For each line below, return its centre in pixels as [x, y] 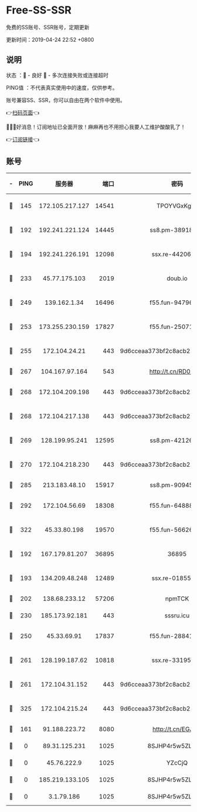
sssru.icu [177, 615]
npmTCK [177, 599]
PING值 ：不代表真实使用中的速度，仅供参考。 [62, 87]
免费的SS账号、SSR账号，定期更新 [48, 27]
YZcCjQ [177, 763]
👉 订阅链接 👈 [23, 139]
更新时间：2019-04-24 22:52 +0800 [50, 39]
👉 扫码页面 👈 [23, 113]
